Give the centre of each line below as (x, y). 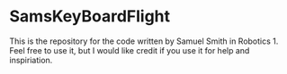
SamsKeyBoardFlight (90, 16)
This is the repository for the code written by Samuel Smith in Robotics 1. (144, 41)
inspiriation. (31, 60)
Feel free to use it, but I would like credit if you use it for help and (130, 50)
